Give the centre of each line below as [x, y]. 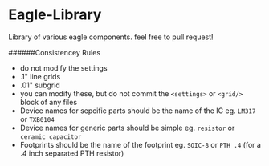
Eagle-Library [55, 15]
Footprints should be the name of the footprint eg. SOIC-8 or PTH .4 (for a [140, 144]
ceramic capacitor [51, 137]
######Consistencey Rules [55, 52]
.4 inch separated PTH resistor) [72, 153]
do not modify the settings [63, 68]
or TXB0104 [37, 119]
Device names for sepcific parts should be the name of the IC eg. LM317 [138, 111]
